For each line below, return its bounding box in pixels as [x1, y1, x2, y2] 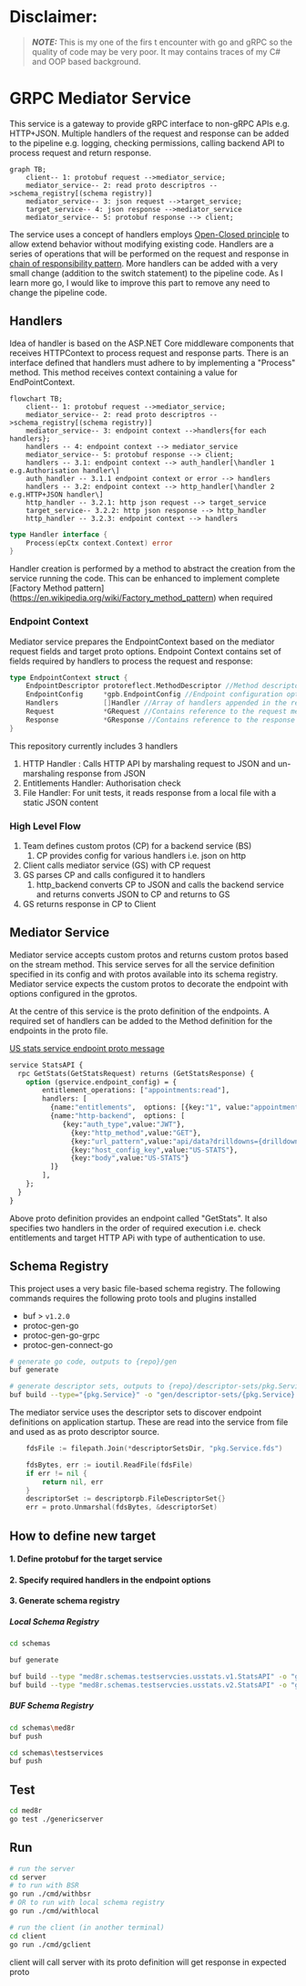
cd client [9, 1931, 47, 1940]
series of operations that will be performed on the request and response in [9, 248, 290, 259]
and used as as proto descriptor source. [9, 1427, 159, 1437]
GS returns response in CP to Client [22, 899, 157, 910]
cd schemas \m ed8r [9, 1723, 76, 1732]
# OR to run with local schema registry [9, 1898, 166, 1908]
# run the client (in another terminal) [9, 1923, 166, 1932]
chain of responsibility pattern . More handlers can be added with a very [9, 257, 279, 268]
